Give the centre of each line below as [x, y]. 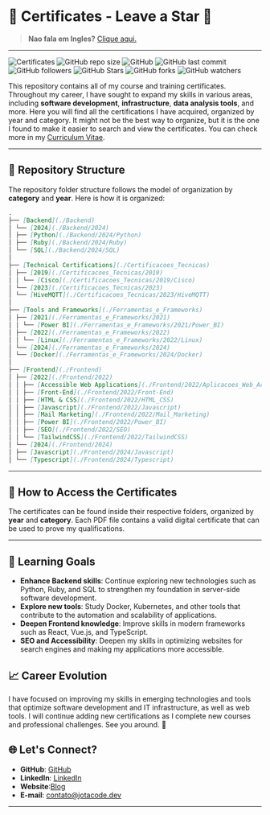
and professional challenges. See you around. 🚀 [88, 724]
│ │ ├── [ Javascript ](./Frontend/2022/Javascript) [95, 407]
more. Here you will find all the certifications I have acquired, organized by [131, 111]
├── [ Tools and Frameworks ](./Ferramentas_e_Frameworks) [106, 310]
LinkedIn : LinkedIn [51, 778]
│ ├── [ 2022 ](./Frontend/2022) [61, 377]
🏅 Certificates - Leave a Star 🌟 [110, 16]
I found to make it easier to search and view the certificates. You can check [133, 129]
